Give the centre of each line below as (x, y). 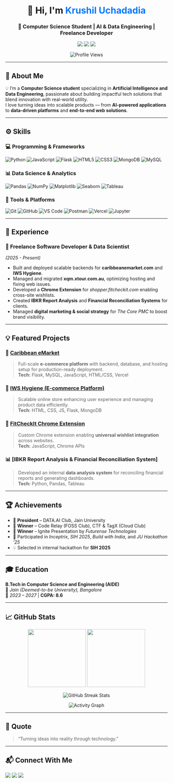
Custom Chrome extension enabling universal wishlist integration (88, 435)
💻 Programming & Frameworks (45, 146)
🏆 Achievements (34, 505)
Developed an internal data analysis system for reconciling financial (91, 473)
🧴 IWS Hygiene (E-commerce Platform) (55, 388)
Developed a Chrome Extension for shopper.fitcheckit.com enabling (85, 290)
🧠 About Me (24, 76)
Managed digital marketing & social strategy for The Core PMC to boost (90, 311)
